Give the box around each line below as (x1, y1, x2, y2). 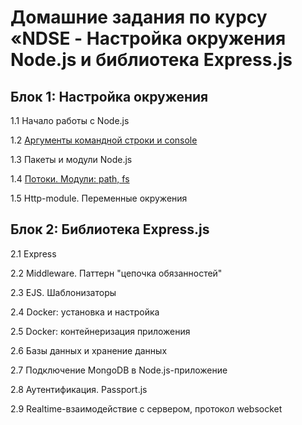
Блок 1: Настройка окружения (10, 88, 209, 105)
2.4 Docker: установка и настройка (10, 306, 160, 318)
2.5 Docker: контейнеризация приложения (10, 325, 191, 337)
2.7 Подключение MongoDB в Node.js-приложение (10, 364, 228, 376)
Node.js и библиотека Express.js (10, 49, 293, 71)
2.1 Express (10, 247, 57, 260)
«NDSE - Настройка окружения (10, 27, 287, 50)
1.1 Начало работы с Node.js (10, 115, 130, 126)
